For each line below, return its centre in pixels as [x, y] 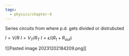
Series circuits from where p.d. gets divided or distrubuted [65, 28]
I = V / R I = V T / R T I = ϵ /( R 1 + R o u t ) [39, 38]
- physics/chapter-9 [31, 14]
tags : [11, 10]
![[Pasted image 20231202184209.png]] [46, 48]
